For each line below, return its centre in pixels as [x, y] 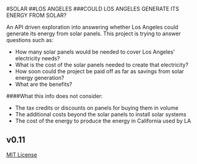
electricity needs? [37, 58]
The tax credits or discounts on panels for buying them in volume [97, 108]
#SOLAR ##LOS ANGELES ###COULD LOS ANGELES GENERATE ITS [93, 9]
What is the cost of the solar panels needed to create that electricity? [102, 65]
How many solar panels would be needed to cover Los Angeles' [95, 52]
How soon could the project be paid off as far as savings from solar [99, 71]
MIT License [22, 154]
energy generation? [40, 78]
